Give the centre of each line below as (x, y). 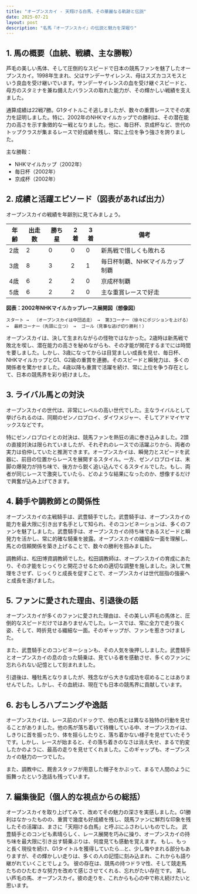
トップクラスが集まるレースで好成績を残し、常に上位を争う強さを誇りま (93, 132)
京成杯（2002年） (36, 179)
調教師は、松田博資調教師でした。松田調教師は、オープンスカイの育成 (91, 558)
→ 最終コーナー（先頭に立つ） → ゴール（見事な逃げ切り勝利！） (77, 326)
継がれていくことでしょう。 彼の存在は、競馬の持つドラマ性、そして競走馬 (96, 863)
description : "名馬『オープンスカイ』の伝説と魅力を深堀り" (72, 28)
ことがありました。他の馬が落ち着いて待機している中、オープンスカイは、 (101, 728)
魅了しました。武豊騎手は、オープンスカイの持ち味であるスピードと (103, 531)
